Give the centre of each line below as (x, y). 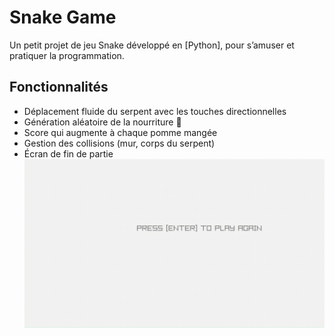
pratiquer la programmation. (67, 55)
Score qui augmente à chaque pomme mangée (120, 132)
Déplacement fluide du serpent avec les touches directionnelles (155, 111)
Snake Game (63, 17)
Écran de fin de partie (68, 153)
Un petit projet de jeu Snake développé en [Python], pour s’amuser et (152, 45)
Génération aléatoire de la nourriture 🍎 (102, 122)
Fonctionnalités (59, 87)
